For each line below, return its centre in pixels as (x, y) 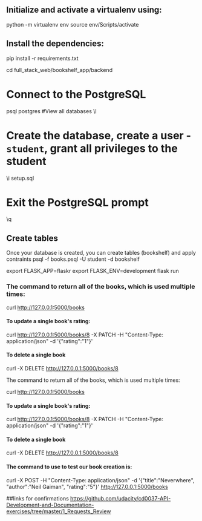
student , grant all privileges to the (92, 148)
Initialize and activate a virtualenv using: (84, 10)
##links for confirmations (38, 498)
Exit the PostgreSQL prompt (78, 202)
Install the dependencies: (55, 44)
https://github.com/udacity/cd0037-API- (120, 498)
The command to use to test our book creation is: (69, 467)
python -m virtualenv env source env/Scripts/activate (73, 24)
